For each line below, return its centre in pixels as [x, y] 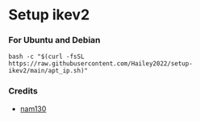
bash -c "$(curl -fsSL [46, 57]
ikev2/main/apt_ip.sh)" [48, 71]
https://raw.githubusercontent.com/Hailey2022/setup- [101, 64]
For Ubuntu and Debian [54, 40]
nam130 [33, 108]
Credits [23, 91]
